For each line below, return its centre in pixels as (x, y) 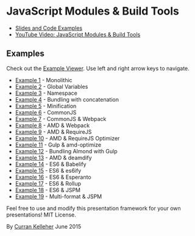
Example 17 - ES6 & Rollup (48, 183)
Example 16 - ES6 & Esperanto (53, 177)
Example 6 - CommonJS (46, 112)
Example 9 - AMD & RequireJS (53, 131)
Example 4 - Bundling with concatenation (67, 99)
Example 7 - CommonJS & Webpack (61, 119)
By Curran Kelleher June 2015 (44, 226)
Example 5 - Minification (46, 106)
